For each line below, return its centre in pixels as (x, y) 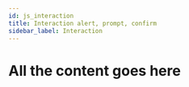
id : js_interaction (41, 16)
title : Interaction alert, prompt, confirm (83, 23)
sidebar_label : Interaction (56, 31)
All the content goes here (95, 70)
